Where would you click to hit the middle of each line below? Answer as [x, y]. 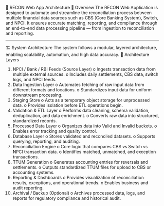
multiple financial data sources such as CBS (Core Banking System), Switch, [82, 18]
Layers [12, 60]
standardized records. [35, 121]
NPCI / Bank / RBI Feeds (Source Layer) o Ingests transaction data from [84, 69]
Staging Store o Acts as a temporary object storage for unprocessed [81, 100]
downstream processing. [37, 95]
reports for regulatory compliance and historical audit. [67, 198]
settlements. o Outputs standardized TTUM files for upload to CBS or [82, 167]
